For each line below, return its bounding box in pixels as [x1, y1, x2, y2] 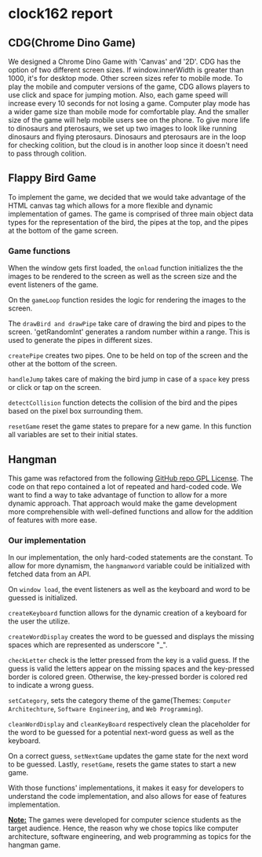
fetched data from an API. [8, 569, 92, 579]
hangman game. [8, 840, 61, 850]
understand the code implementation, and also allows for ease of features [8, 792, 247, 801]
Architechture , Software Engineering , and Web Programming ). [8, 704, 204, 714]
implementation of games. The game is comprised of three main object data [8, 209, 253, 219]
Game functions [8, 245, 71, 256]
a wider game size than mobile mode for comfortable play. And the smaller [8, 107, 249, 116]
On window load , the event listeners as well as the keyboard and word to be [8, 585, 251, 594]
